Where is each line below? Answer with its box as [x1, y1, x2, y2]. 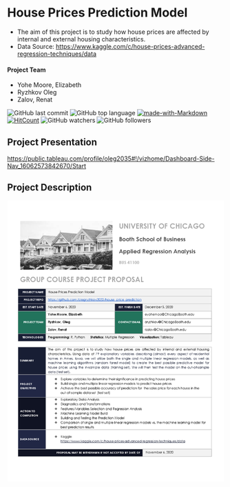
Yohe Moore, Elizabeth [17, 81, 81, 89]
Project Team [7, 66, 46, 74]
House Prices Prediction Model [7, 5, 188, 21]
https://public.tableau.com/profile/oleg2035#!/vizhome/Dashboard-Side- [7, 154, 215, 163]
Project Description [7, 181, 92, 194]
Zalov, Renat [17, 95, 53, 104]
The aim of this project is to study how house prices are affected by [17, 28, 209, 36]
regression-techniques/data [17, 50, 96, 58]
